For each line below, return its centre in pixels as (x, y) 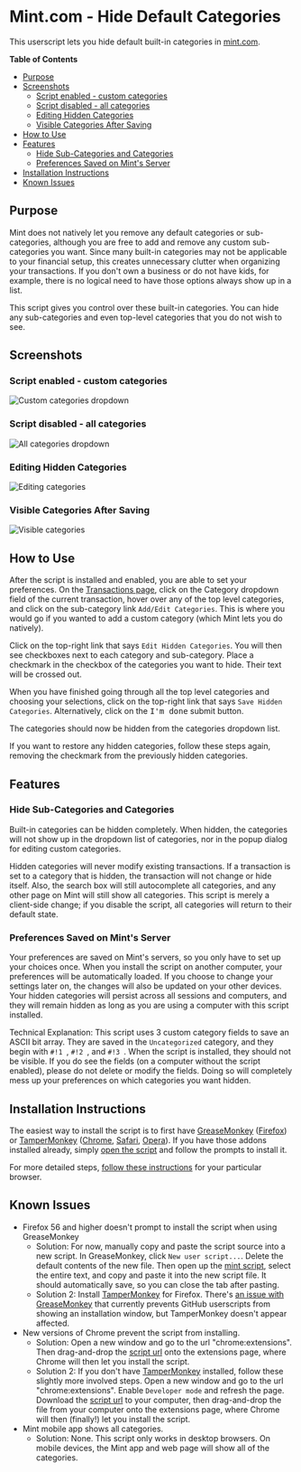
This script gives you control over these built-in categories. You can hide (144, 307)
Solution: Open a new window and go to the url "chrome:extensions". (164, 1342)
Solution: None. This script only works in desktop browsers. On (153, 1438)
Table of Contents (44, 59)
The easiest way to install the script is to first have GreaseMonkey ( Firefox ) (148, 1130)
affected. (53, 1323)
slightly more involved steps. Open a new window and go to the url (160, 1381)
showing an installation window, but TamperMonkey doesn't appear (161, 1313)
